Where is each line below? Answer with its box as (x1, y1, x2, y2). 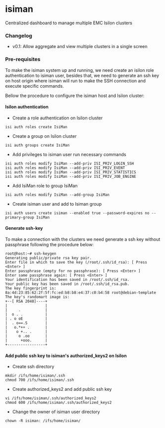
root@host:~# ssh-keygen (5, 251, 56, 256)
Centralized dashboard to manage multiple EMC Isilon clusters (5, 20, 132, 26)
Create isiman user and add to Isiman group (12, 201, 102, 207)
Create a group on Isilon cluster (12, 133, 77, 139)
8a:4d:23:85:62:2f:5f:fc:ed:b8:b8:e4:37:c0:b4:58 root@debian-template (5, 290, 156, 295)
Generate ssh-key (5, 225, 43, 231)
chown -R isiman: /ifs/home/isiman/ (5, 419, 81, 424)
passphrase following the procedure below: (5, 241, 94, 247)
